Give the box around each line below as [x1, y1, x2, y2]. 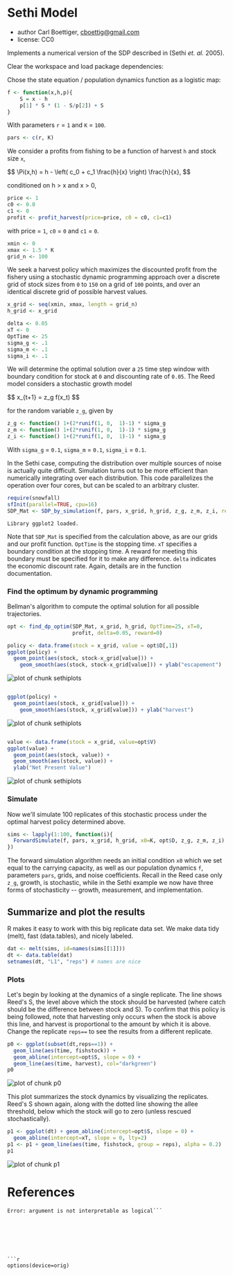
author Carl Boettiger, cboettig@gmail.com [17, 28, 140, 36]
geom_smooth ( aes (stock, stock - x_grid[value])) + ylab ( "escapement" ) [19, 661, 222, 668]
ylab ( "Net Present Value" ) [13, 764, 92, 772]
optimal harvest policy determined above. [7, 818, 126, 826]
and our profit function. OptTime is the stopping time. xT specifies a [7, 540, 198, 548]
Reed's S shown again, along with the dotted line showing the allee [7, 1100, 198, 1109]
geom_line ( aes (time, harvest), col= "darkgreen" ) [13, 1060, 157, 1067]
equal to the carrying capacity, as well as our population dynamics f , [7, 863, 203, 872]
